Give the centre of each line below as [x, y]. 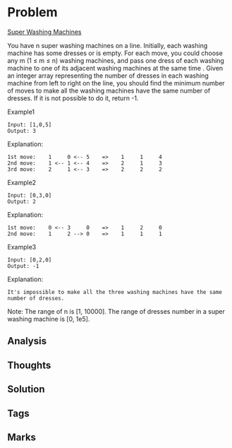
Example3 [22, 247]
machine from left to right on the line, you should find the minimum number [116, 83]
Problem [32, 12]
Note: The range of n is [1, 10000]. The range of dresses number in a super [116, 311]
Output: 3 [22, 131]
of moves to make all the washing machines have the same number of [109, 90]
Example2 [22, 182]
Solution [26, 389]
